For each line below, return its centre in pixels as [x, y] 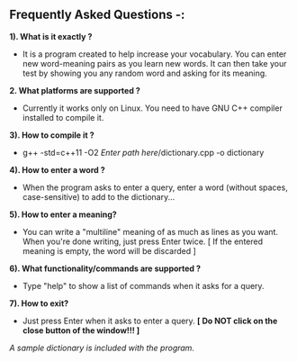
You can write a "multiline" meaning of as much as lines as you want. [150, 231]
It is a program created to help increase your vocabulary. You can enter [154, 54]
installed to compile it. [63, 117]
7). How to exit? [39, 303]
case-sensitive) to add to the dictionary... [99, 196]
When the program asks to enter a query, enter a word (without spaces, [155, 187]
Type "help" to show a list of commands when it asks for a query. [143, 285]
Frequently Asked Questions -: [97, 15]
